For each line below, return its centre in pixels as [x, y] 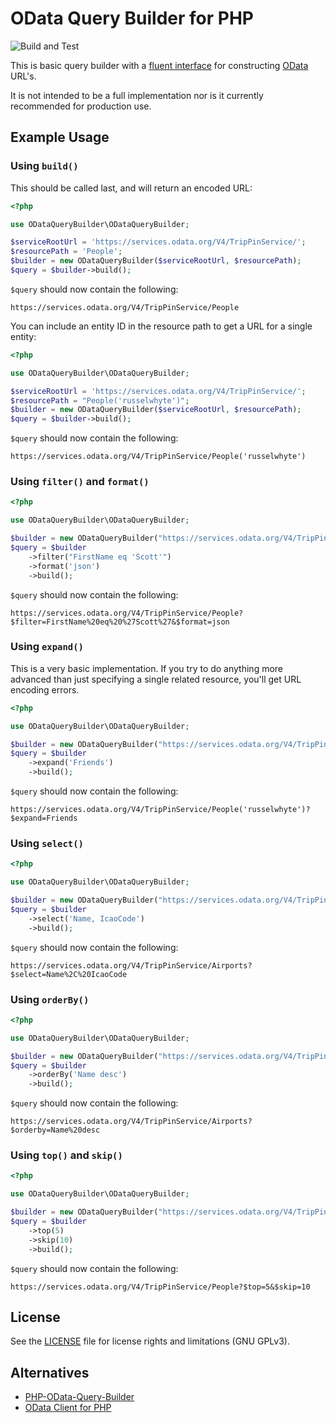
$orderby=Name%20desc [55, 1130]
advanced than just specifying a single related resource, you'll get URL [156, 679]
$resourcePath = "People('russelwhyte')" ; [100, 400]
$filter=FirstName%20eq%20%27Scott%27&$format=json [120, 622]
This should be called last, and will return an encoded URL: [131, 188]
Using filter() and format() [80, 482]
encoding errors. [45, 689]
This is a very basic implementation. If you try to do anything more [147, 668]
